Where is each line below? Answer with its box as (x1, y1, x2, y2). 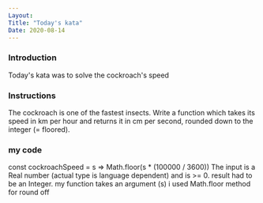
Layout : (8, 11, 34, 20)
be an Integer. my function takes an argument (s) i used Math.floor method (8, 179, 251, 189)
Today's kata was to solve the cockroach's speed (8, 70, 170, 80)
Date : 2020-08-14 (8, 26, 66, 34)
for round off (8, 187, 50, 197)
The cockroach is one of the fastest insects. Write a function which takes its (8, 107, 255, 117)
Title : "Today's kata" (8, 19, 83, 27)
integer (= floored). (8, 124, 70, 134)
